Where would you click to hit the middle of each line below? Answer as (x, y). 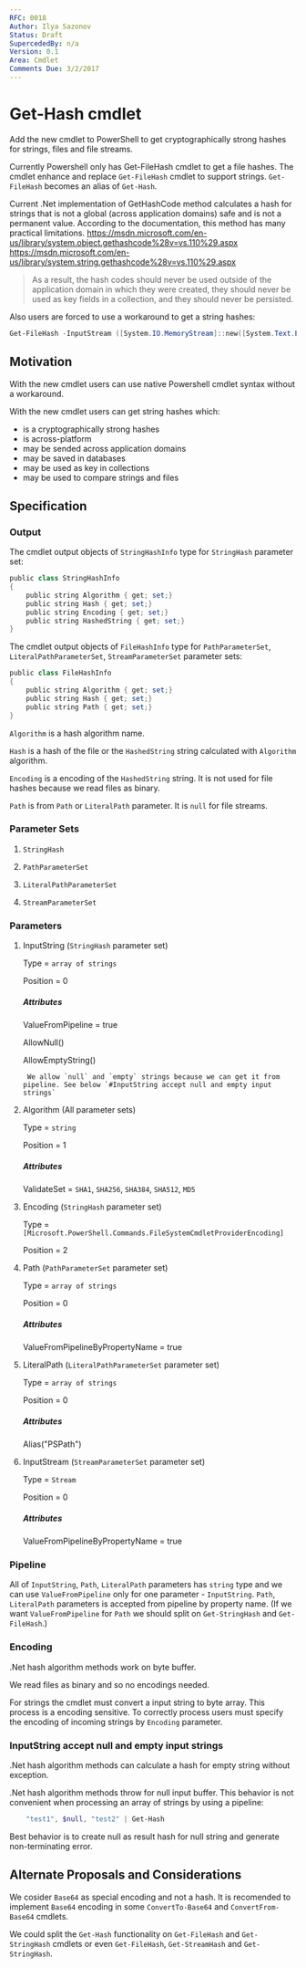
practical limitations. (47, 233)
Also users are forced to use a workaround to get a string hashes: (133, 317)
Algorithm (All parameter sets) (79, 1110)
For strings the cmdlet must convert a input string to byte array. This (138, 1702)
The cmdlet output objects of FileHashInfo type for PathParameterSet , (140, 647)
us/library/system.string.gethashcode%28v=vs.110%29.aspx (123, 262)
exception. (29, 1774)
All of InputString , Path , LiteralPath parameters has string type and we (146, 1585)
